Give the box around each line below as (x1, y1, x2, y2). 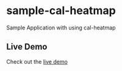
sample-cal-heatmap (6, 4, 116, 18)
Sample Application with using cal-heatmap (6, 24, 116, 31)
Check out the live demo (6, 58, 68, 65)
